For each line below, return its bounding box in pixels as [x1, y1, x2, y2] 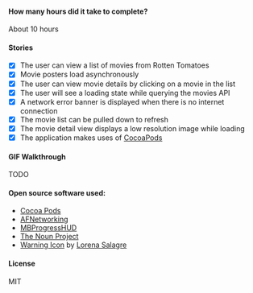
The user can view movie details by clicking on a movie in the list [19, 79, 236, 89]
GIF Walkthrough [8, 151, 66, 161]
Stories [8, 43, 34, 52]
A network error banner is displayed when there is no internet [19, 97, 225, 106]
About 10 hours [8, 24, 59, 34]
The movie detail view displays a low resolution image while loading [19, 123, 246, 133]
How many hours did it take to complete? [8, 6, 148, 16]
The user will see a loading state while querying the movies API [19, 88, 230, 97]
